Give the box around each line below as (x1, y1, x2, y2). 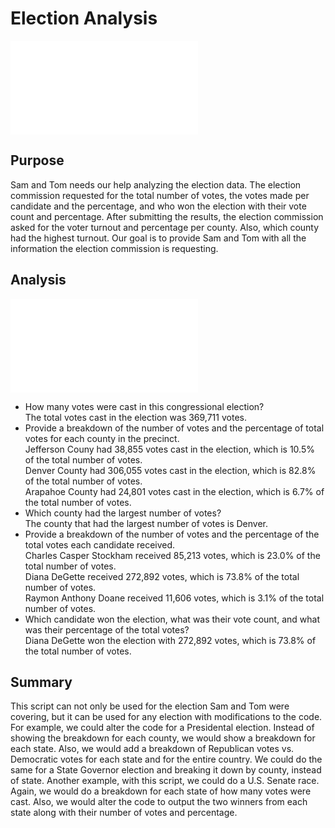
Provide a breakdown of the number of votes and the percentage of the (24, 528, 320, 540)
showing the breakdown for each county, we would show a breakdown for (10, 732, 316, 744)
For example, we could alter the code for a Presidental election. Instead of (10, 722, 315, 734)
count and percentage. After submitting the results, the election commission (10, 210, 324, 222)
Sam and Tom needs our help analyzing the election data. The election (10, 178, 302, 191)
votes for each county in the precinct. (24, 432, 180, 444)
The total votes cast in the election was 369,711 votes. (24, 411, 247, 423)
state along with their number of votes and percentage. (10, 807, 238, 819)
